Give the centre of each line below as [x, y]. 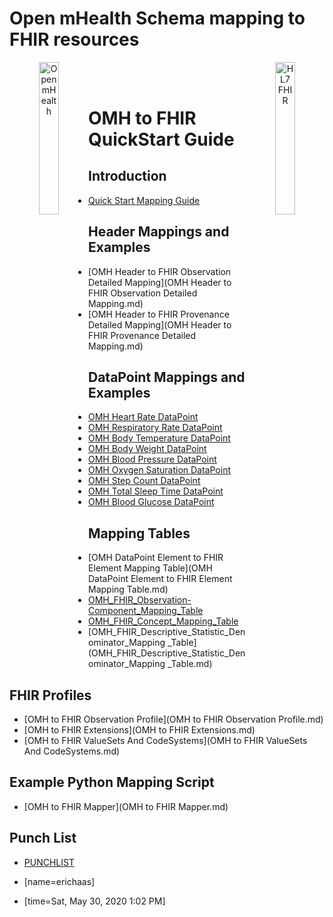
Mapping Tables [139, 533]
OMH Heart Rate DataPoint [143, 417]
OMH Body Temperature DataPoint [159, 438]
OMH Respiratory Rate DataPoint [155, 428]
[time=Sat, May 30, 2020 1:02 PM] [94, 901]
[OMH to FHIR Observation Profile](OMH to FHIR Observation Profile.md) [173, 719]
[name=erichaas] [59, 881]
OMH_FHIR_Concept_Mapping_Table [163, 621]
